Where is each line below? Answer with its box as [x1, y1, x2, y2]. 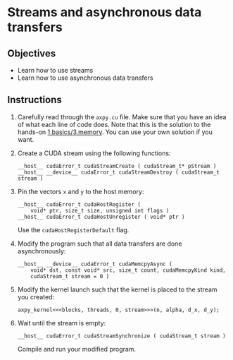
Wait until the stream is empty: [17, 318, 106, 327]
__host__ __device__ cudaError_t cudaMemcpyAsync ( [17, 260, 172, 268]
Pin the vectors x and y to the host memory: [17, 187, 144, 196]
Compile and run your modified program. [17, 344, 136, 353]
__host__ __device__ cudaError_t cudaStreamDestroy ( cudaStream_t [17, 169, 220, 176]
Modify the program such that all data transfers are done [17, 239, 182, 248]
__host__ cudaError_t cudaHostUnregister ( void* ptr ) [17, 213, 185, 220]
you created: [17, 292, 55, 301]
